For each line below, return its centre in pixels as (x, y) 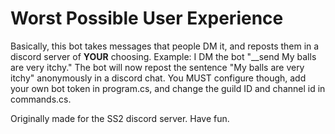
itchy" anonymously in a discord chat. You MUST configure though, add (158, 78)
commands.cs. (41, 99)
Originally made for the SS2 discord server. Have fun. (120, 118)
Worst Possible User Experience (147, 18)
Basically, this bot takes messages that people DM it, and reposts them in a (165, 46)
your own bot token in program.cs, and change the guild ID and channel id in (168, 88)
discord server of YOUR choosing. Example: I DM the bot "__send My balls (163, 56)
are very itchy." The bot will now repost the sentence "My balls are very (157, 67)
